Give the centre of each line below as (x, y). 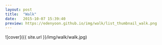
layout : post (19, 10)
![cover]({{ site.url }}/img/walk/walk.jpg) (46, 37)
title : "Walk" (21, 14)
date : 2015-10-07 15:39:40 (35, 19)
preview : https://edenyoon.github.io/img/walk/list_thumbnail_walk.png (81, 23)
